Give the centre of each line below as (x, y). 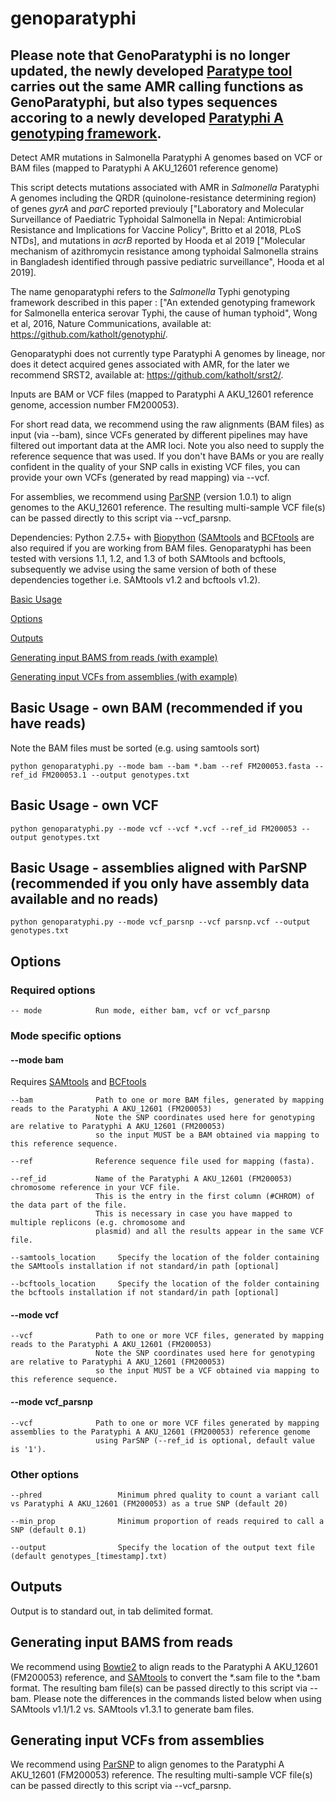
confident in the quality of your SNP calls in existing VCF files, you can (155, 466)
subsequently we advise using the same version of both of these (143, 569)
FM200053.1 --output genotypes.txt (115, 775)
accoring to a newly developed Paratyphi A (147, 117)
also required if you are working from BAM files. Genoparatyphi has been (161, 548)
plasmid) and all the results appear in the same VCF (210, 1232)
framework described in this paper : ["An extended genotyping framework (163, 302)
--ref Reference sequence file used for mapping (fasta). (162, 1162)
